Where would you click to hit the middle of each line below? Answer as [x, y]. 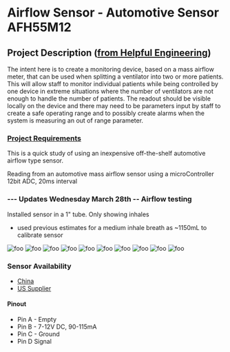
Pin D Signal [34, 342]
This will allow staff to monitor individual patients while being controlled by [113, 84]
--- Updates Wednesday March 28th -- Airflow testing [100, 199]
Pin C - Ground [38, 334]
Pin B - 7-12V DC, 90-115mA [57, 327]
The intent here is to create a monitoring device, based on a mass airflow [111, 69]
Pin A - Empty [37, 320]
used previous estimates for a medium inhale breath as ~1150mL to [112, 227]
